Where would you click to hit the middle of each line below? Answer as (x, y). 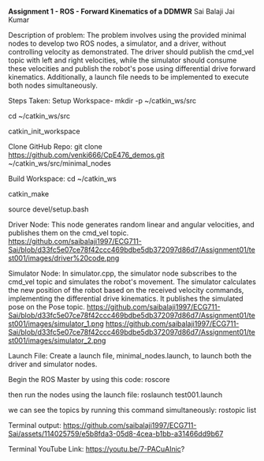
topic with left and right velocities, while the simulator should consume (123, 60)
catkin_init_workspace (44, 131)
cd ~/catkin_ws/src (39, 116)
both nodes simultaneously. (53, 85)
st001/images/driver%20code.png (64, 258)
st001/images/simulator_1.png (56, 324)
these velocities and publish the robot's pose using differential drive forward (132, 69)
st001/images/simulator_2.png (57, 340)
